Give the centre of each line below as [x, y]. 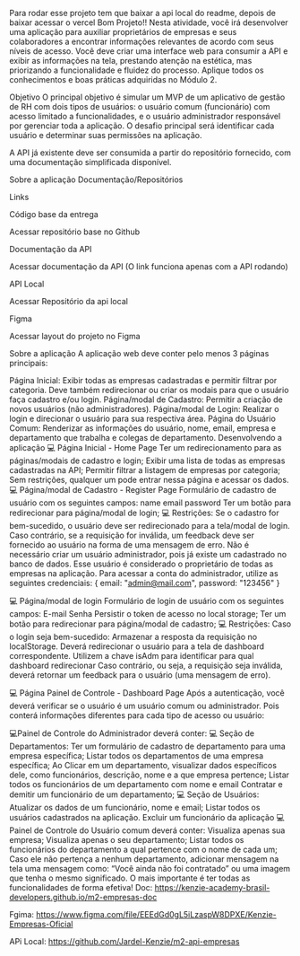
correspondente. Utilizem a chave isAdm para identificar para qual [132, 656]
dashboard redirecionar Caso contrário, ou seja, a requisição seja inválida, [146, 665]
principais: [29, 363]
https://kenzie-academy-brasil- [212, 887]
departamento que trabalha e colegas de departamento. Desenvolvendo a [146, 438]
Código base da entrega [54, 214]
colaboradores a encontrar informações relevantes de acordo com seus [142, 41]
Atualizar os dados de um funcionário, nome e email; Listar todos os [135, 807]
